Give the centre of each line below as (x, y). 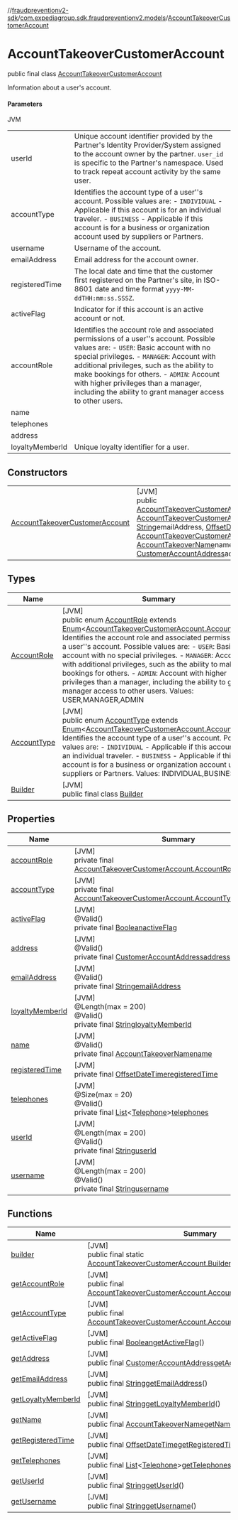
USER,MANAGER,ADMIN (103, 699)
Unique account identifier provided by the (143, 136)
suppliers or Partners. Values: (111, 773)
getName (26, 1420)
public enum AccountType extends (120, 720)
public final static (116, 1255)
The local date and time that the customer (143, 271)
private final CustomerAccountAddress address (152, 956)
